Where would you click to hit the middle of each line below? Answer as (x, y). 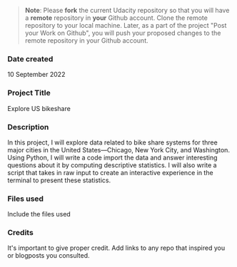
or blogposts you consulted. (49, 256)
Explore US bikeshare (39, 108)
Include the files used (39, 214)
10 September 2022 (36, 75)
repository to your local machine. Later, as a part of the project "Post (126, 25)
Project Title (29, 93)
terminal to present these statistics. (59, 180)
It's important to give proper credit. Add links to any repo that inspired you (116, 248)
